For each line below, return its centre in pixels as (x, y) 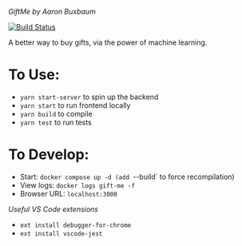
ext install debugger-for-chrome (75, 225)
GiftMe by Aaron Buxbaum (52, 12)
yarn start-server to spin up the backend (89, 97)
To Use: (34, 75)
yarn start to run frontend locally (75, 105)
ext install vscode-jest (61, 234)
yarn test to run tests (56, 122)
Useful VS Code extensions (53, 209)
